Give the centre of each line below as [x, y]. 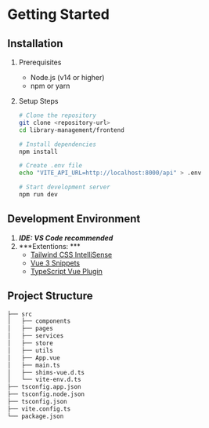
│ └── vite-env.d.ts [44, 380]
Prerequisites [40, 62]
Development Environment [74, 219]
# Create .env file [50, 166]
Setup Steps [38, 101]
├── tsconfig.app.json [44, 387]
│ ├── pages [31, 329]
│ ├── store [31, 343]
